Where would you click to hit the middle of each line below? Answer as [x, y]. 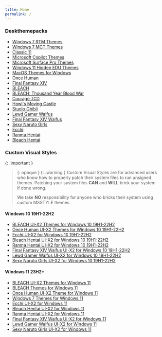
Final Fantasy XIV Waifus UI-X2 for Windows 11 [59, 319]
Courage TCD [26, 98]
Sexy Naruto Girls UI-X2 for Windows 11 [52, 329]
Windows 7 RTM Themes [37, 41]
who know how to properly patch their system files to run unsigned [84, 177]
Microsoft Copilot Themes [38, 57]
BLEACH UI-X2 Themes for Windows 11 [51, 283]
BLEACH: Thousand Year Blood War [48, 93]
